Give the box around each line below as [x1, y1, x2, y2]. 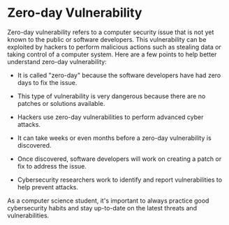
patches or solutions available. [17, 99, 105, 107]
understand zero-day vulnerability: [7, 57, 107, 65]
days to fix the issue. [17, 78, 77, 86]
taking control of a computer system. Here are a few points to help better [7, 50, 217, 59]
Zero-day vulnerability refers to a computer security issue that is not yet [7, 28, 214, 36]
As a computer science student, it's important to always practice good [7, 196, 209, 205]
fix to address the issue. [17, 162, 87, 170]
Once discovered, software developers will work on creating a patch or [17, 155, 222, 163]
